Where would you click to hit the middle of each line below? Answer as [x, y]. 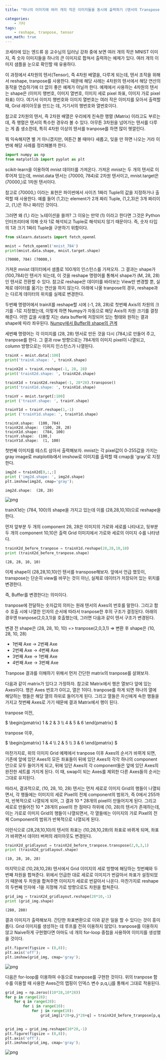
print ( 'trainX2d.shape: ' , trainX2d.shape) [51, 374]
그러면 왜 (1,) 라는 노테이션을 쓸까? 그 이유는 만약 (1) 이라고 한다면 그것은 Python [83, 215]
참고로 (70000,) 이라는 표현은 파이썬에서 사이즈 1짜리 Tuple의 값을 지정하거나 [80, 192]
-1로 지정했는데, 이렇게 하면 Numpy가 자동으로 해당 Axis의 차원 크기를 [82, 311]
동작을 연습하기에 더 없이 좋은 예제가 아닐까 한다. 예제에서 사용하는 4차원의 [77, 87]
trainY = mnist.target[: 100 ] [35, 396]
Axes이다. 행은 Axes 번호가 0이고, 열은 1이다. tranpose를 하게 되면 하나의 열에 [81, 690]
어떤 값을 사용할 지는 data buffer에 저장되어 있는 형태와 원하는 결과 [84, 317]
